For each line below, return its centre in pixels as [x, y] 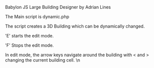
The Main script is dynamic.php [37, 17]
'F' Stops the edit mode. [30, 45]
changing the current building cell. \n [43, 60]
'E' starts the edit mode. [29, 36]
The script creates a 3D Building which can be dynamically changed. [75, 26]
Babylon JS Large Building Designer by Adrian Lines [58, 7]
